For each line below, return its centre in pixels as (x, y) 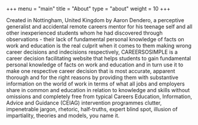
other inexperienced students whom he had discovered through (84, 33)
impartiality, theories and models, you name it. (63, 115)
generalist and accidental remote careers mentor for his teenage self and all (99, 27)
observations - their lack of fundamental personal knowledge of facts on (95, 39)
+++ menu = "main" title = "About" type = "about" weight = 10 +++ (89, 9)
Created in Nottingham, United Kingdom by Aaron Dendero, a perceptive (95, 20)
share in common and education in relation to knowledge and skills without (98, 90)
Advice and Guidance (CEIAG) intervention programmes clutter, (84, 103)
